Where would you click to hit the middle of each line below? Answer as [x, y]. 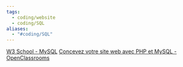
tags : [13, 12]
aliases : [17, 29]
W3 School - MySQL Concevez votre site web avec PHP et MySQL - [91, 51]
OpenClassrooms [28, 58]
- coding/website [34, 18]
